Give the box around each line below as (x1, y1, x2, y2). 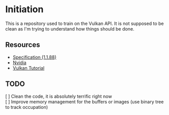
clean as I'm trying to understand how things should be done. (5, 25, 134, 32)
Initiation (5, 4, 44, 15)
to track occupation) (5, 104, 49, 110)
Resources (5, 41, 40, 49)
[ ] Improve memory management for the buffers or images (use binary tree (5, 98, 164, 105)
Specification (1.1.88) (12, 54, 57, 60)
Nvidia (12, 60, 27, 66)
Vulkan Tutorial (12, 65, 45, 71)
